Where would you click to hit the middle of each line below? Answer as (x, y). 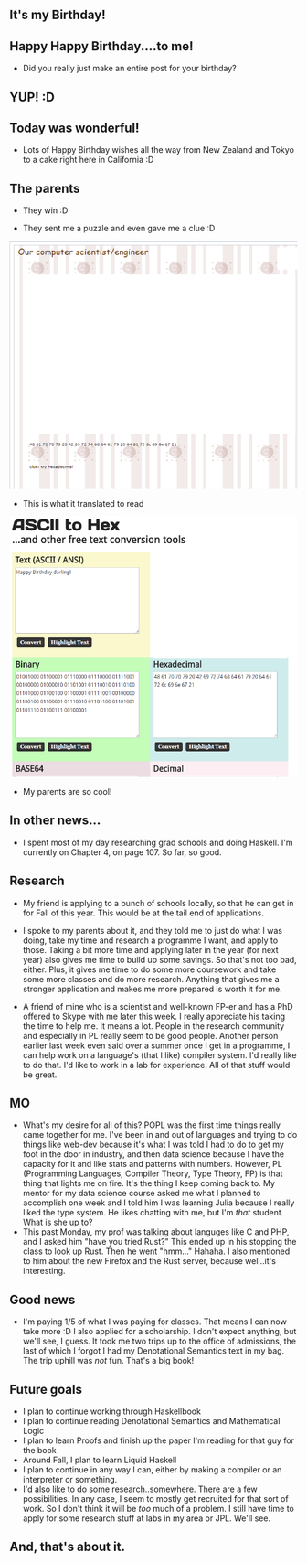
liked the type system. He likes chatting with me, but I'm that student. (153, 1213)
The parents (45, 188)
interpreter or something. (70, 1480)
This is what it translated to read (83, 504)
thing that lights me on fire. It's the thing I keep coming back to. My (149, 1183)
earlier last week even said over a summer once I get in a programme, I (156, 1045)
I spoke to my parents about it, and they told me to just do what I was (153, 930)
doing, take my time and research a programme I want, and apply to (150, 940)
